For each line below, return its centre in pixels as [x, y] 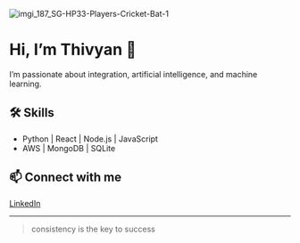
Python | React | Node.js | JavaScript [90, 139]
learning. [25, 84]
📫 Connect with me [66, 178]
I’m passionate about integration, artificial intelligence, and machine [133, 74]
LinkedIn [25, 203]
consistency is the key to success [93, 229]
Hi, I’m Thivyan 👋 [73, 50]
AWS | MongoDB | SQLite [69, 148]
